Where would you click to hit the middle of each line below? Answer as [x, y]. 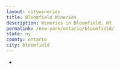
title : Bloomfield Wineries [42, 17]
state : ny [19, 34]
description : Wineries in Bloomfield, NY [59, 23]
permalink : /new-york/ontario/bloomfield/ [60, 28]
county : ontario [27, 39]
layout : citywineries [33, 12]
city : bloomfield [28, 45]
